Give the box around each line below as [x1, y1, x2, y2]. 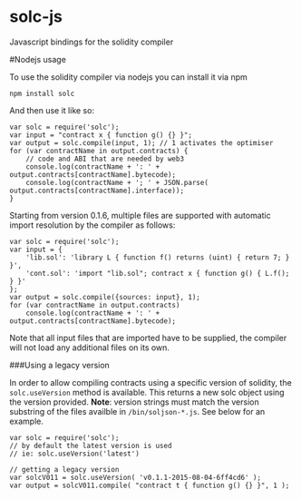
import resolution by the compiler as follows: [9, 220, 176, 230]
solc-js [9, 6, 63, 27]
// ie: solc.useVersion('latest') [9, 449, 141, 458]
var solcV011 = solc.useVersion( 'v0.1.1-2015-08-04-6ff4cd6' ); [9, 473, 261, 482]
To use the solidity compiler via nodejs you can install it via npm [9, 71, 248, 83]
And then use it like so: [9, 104, 95, 115]
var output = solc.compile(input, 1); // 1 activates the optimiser [9, 138, 274, 147]
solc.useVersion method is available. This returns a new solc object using [9, 386, 285, 397]
